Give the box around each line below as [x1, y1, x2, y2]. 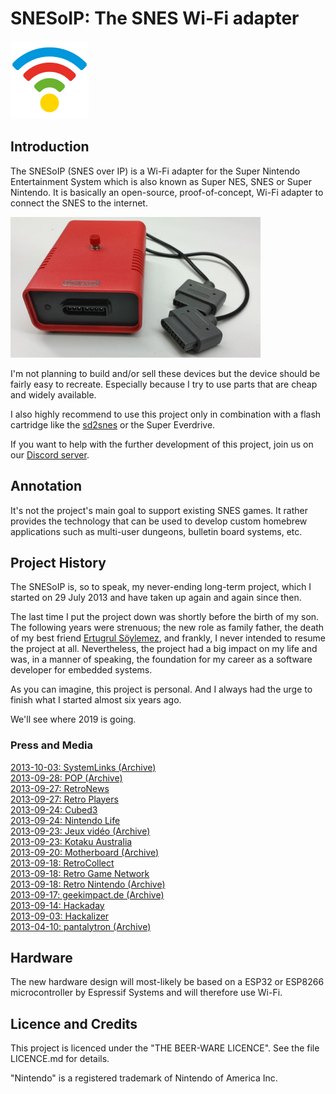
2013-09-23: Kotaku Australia [10, 835, 133, 847]
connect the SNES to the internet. [10, 197, 148, 209]
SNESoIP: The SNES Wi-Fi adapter [10, 7, 300, 30]
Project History [10, 554, 107, 571]
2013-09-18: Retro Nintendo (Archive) [10, 878, 166, 890]
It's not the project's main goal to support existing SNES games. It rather [10, 504, 308, 516]
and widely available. [10, 388, 97, 401]
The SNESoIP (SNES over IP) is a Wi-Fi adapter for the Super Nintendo [10, 165, 301, 177]
